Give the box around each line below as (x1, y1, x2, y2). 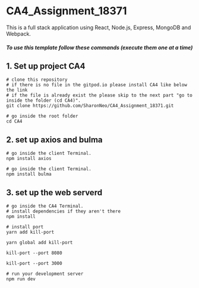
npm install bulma (6, 171, 52, 177)
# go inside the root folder (6, 113, 78, 120)
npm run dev (6, 276, 36, 282)
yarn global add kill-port (6, 239, 73, 245)
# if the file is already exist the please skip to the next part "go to (6, 92, 193, 99)
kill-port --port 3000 (6, 260, 62, 266)
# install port (6, 224, 44, 230)
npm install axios (6, 156, 52, 162)
